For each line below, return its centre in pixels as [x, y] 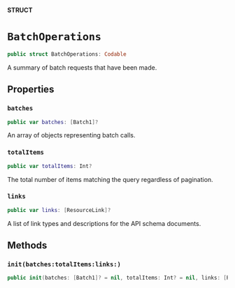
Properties [31, 90]
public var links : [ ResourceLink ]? [59, 210]
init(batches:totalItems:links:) [64, 265]
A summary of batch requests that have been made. [82, 67]
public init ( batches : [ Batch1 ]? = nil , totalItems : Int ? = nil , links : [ [117, 278]
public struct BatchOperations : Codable [67, 54]
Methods [27, 246]
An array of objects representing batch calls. [71, 135]
